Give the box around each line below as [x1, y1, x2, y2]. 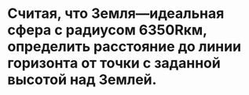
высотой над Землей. [7, 71, 157, 89]
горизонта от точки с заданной [7, 55, 221, 72]
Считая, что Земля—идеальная [7, 5, 225, 23]
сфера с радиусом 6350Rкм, [7, 21, 207, 39]
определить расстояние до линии [7, 38, 241, 55]
